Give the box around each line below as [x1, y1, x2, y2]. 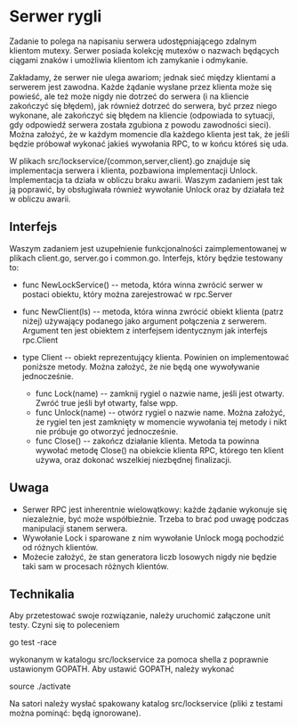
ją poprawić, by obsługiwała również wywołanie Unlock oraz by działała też [9, 184, 285, 194]
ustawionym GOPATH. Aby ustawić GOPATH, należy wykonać [9, 664, 235, 674]
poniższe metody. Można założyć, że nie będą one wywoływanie [21, 361, 261, 372]
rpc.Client [21, 335, 59, 345]
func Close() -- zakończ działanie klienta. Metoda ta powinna [35, 435, 260, 446]
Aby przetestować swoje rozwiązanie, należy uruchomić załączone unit [9, 610, 271, 621]
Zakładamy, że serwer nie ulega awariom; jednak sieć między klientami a [9, 71, 276, 82]
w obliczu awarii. [9, 194, 71, 204]
